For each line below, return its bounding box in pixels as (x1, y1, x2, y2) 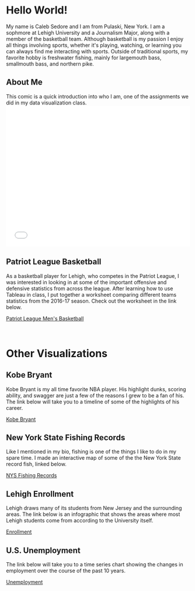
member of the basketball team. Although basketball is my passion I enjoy (6, 35, 184, 42)
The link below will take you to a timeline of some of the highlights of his (6, 398, 180, 405)
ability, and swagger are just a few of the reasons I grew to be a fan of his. (6, 392, 184, 399)
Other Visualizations (6, 347, 108, 360)
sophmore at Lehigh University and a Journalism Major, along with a (6, 29, 170, 36)
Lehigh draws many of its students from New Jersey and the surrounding (6, 505, 182, 512)
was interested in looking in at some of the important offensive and (6, 278, 167, 286)
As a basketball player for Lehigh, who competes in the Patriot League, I (6, 272, 179, 279)
